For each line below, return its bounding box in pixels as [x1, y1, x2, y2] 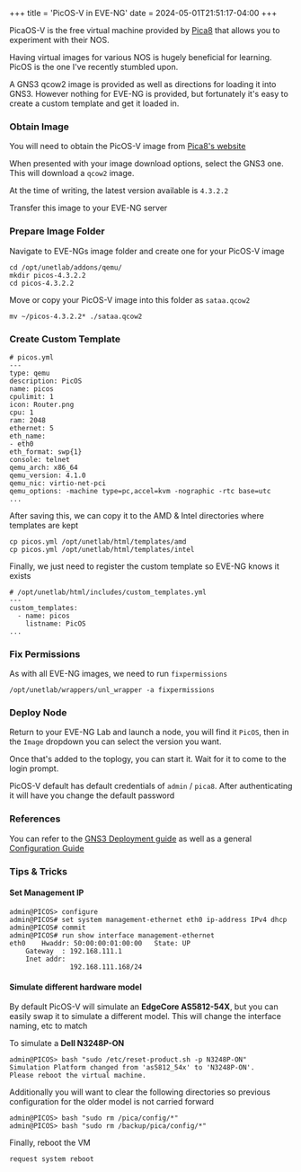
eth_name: [9, 431, 47, 440]
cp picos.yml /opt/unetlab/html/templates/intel [9, 545, 195, 554]
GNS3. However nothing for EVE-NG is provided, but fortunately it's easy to [9, 89, 289, 99]
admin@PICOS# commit [9, 923, 87, 932]
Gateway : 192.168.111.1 [25, 946, 123, 955]
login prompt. [9, 763, 59, 774]
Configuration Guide [9, 842, 84, 853]
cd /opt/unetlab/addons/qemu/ [9, 262, 123, 272]
